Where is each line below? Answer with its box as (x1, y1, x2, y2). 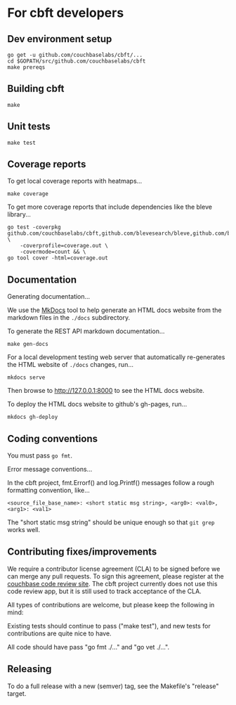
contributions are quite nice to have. (7, 629, 112, 638)
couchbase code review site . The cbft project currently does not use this (7, 579, 218, 588)
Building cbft (7, 83, 65, 95)
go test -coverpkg (7, 224, 61, 231)
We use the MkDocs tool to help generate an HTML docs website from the (7, 306, 223, 314)
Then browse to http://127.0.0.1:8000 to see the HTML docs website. (7, 387, 205, 395)
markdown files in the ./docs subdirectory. (7, 313, 131, 322)
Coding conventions (7, 432, 98, 444)
